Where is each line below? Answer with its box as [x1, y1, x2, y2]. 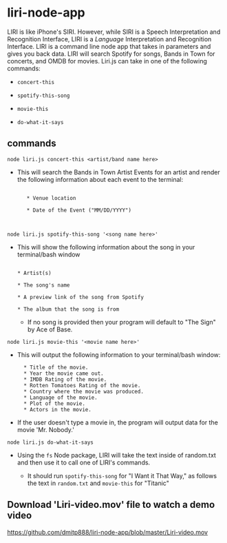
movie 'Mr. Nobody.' [17, 425, 74, 433]
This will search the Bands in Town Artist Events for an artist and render [17, 167, 220, 176]
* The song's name [17, 281, 70, 289]
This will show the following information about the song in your [17, 243, 195, 251]
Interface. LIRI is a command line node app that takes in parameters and [7, 42, 211, 50]
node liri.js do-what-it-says [7, 439, 94, 446]
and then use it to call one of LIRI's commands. [17, 458, 151, 467]
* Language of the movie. [23, 394, 98, 401]
